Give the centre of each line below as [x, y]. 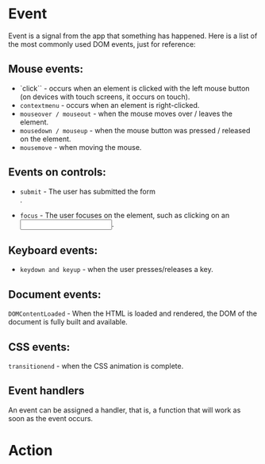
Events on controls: [58, 173]
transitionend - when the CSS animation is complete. [96, 366]
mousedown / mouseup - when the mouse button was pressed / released [135, 130]
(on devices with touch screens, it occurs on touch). [105, 97]
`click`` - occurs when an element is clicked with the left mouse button [134, 88]
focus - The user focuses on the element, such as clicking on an [125, 215]
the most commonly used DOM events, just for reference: [102, 44]
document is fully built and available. [68, 322]
